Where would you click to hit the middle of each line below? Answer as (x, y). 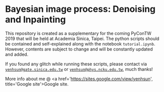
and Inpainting (35, 20)
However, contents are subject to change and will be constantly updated (79, 49)
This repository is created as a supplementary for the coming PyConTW (78, 33)
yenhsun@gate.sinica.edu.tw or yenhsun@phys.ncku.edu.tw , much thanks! (79, 69)
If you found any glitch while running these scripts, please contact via (76, 64)
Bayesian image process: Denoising (80, 9)
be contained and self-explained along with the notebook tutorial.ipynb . (80, 44)
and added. (17, 54)
